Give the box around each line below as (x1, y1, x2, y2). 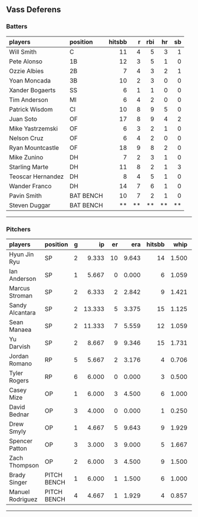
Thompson (9, 461, 39, 469)
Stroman (9, 292, 33, 300)
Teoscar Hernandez (9, 172, 64, 181)
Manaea (9, 325, 32, 333)
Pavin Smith (9, 191, 42, 199)
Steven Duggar (9, 201, 51, 209)
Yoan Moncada (9, 76, 51, 84)
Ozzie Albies (9, 67, 44, 75)
